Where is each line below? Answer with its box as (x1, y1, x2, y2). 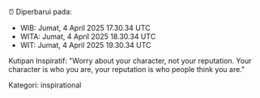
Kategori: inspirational (8, 80, 82, 90)
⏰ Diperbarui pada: (8, 7, 73, 16)
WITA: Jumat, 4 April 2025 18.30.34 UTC (19, 32, 156, 41)
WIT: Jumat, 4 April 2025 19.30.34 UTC (19, 40, 151, 49)
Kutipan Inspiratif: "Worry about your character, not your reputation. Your (8, 56, 252, 66)
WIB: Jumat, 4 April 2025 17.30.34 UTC (19, 23, 151, 32)
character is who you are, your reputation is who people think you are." (8, 65, 245, 74)
